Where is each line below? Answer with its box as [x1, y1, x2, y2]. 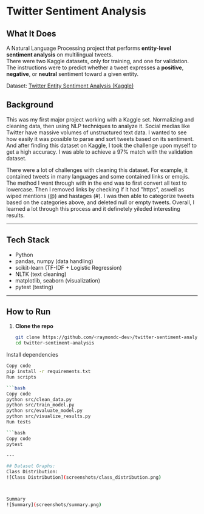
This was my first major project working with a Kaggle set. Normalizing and [6, 115, 194, 123]
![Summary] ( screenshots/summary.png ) [6, 501, 102, 508]
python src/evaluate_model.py [6, 408, 83, 414]
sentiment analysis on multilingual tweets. [6, 51, 114, 58]
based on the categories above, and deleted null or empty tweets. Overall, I [6, 199, 195, 206]
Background [6, 100, 53, 110]
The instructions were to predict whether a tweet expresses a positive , [6, 64, 184, 71]
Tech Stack [6, 235, 50, 245]
